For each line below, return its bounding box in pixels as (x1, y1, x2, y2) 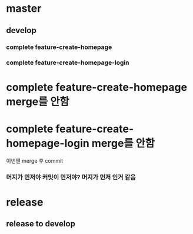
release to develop (6, 219, 75, 229)
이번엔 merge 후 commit (6, 157, 64, 164)
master (6, 2, 42, 15)
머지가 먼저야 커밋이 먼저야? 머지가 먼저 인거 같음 (6, 173, 137, 182)
